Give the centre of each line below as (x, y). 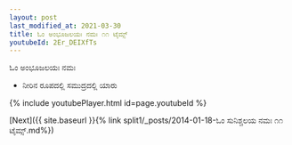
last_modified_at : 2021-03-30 (65, 26)
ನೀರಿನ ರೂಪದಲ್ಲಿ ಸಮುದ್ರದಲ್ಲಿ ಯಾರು (69, 85)
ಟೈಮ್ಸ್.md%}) (32, 131)
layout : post (33, 17)
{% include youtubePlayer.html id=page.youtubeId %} (108, 103)
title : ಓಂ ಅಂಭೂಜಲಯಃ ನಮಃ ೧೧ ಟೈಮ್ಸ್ (69, 34)
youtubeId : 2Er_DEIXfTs (53, 42)
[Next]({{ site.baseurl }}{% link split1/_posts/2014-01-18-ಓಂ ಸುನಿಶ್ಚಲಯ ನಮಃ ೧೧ (146, 120)
